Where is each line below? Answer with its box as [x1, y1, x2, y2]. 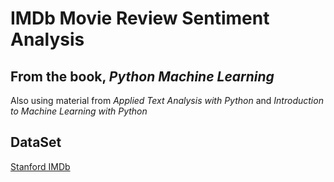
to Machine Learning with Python [10, 105, 148, 117]
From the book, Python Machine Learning [10, 68, 275, 85]
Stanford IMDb [10, 160, 71, 172]
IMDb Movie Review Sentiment [10, 7, 270, 30]
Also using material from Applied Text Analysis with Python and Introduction [10, 95, 324, 106]
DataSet [10, 134, 62, 151]
